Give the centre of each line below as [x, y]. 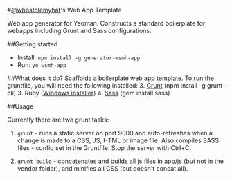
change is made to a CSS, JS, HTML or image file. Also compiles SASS [118, 140]
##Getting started [33, 44]
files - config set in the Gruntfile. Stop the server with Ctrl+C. [104, 148]
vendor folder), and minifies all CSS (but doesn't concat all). [102, 168]
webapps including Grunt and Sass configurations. [79, 31]
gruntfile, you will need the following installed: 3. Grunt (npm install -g [106, 85]
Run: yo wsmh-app [42, 65]
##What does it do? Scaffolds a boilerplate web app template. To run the [111, 78]
